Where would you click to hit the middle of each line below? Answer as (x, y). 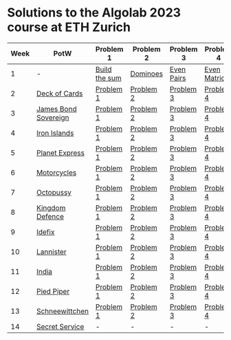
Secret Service (60, 326)
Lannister (52, 251)
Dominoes (147, 74)
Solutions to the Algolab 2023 (94, 13)
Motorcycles (57, 172)
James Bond (57, 109)
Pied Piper (53, 291)
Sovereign (53, 117)
